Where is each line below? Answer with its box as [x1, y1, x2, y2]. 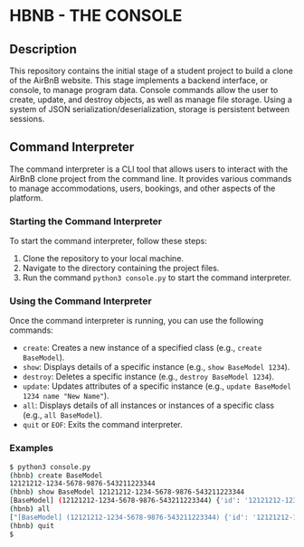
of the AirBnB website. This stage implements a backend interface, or [9, 75, 269, 86]
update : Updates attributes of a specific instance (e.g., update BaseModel [22, 381, 292, 391]
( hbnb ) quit [9, 521, 54, 530]
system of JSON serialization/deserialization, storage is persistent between [9, 104, 290, 114]
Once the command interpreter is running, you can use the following [9, 316, 264, 326]
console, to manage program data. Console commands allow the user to [9, 85, 279, 95]
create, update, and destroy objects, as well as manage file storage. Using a [9, 94, 292, 105]
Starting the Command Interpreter [9, 214, 163, 227]
